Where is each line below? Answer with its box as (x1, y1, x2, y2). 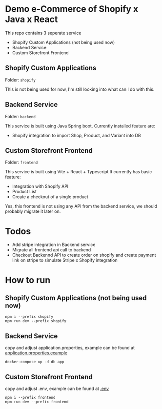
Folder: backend (5, 113, 36, 119)
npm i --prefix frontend (5, 395, 56, 400)
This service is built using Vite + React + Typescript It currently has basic (5, 169, 152, 175)
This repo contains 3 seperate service (5, 30, 81, 36)
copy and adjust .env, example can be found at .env (5, 386, 109, 391)
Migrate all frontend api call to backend (12, 247, 91, 253)
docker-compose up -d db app (5, 360, 64, 365)
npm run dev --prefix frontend (5, 399, 69, 404)
